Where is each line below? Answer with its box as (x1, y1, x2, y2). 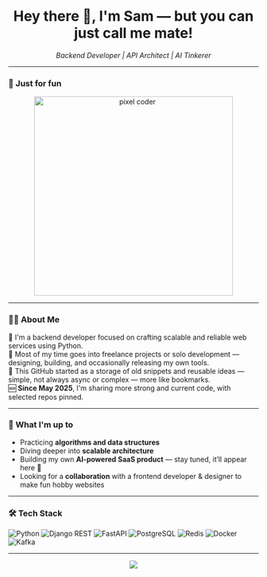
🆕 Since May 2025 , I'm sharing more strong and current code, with (8, 383, 231, 393)
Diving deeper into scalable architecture (19, 446, 154, 455)
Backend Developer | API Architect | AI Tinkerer (56, 50, 211, 60)
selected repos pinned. (8, 392, 83, 402)
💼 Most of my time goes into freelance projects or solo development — (8, 349, 240, 359)
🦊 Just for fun (8, 77, 62, 88)
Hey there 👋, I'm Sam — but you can (13, 7, 254, 26)
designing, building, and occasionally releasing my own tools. (8, 358, 210, 367)
